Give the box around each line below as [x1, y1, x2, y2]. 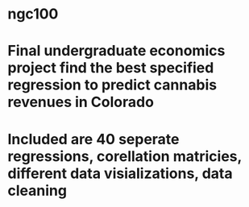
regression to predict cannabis [7, 76, 218, 94]
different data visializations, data [7, 164, 233, 182]
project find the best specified [7, 59, 214, 77]
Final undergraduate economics [7, 42, 226, 60]
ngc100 [7, 5, 59, 23]
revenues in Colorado [7, 93, 155, 111]
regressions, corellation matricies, [7, 147, 243, 165]
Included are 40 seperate [7, 130, 180, 148]
